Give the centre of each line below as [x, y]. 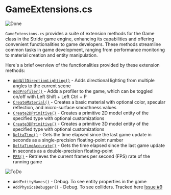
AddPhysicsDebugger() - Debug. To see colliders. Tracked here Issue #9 [88, 187]
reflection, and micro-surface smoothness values [64, 107]
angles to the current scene [42, 86]
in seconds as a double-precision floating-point [63, 151]
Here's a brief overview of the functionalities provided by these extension [82, 65]
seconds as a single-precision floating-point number [68, 140]
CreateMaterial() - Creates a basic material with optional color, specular [89, 102]
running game [27, 161]
